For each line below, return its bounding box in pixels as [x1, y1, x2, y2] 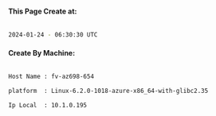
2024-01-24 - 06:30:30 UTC [8, 31, 98, 39]
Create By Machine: [8, 48, 76, 57]
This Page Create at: [8, 6, 77, 16]
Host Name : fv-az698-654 [8, 72, 94, 81]
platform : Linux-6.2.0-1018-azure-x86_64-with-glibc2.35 [8, 87, 209, 95]
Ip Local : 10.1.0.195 [8, 102, 88, 110]
